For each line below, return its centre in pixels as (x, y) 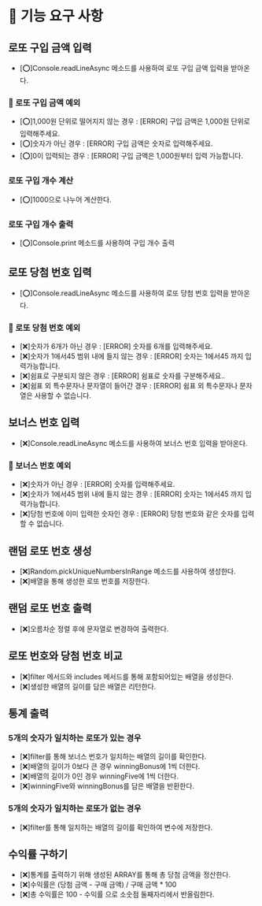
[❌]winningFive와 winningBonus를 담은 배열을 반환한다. (107, 786)
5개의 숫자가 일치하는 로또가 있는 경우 (75, 737)
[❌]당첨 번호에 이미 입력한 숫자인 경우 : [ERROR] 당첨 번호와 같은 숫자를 (129, 514)
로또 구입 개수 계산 (41, 180)
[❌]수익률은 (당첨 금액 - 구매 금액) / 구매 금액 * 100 (98, 885)
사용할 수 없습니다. (63, 395)
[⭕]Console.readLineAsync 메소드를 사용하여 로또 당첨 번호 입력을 (124, 293)
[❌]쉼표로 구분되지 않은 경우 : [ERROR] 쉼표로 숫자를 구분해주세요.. (122, 376)
